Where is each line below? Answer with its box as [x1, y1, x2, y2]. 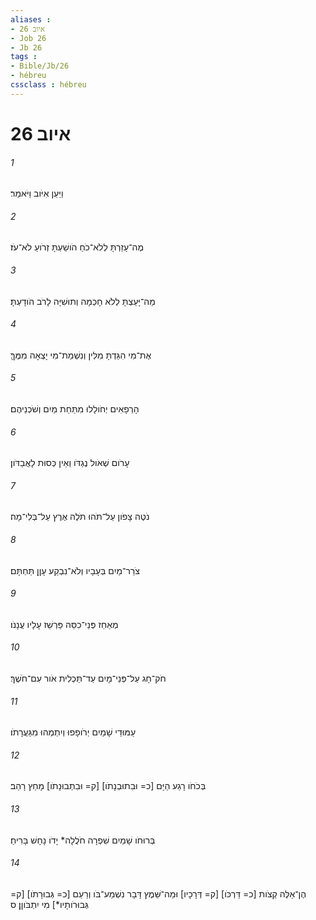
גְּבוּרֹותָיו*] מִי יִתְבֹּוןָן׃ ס [10, 898, 89, 910]
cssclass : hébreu [10, 80, 87, 90]
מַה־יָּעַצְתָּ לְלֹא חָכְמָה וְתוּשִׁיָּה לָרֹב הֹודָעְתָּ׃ [10, 295, 156, 307]
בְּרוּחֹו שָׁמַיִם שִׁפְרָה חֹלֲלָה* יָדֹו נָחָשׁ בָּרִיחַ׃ [10, 834, 156, 846]
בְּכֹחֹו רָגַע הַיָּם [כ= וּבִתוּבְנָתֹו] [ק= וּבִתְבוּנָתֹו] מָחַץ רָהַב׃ [10, 780, 207, 792]
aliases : [10, 14, 52, 25]
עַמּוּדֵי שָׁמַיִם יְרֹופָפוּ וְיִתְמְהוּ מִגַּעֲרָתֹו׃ [10, 726, 137, 738]
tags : [10, 52, 38, 62]
